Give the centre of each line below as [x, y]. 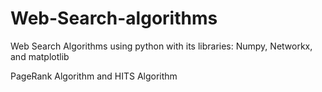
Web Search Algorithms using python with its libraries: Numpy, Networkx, [161, 46]
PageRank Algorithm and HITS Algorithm [94, 76]
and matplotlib [40, 56]
